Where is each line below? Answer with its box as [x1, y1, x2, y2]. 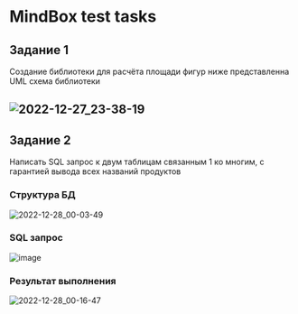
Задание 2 [9, 133, 71, 148]
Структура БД [9, 189, 77, 201]
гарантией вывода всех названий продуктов [9, 166, 182, 177]
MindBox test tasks [9, 6, 157, 27]
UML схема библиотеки [9, 76, 101, 87]
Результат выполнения [9, 274, 116, 287]
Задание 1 [9, 42, 70, 58]
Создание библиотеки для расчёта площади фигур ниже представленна [9, 66, 290, 77]
